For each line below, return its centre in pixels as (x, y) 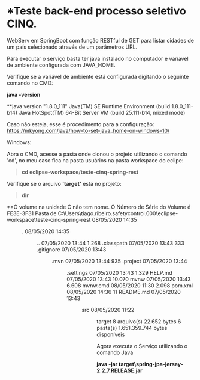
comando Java (115, 352)
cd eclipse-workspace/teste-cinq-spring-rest (80, 172)
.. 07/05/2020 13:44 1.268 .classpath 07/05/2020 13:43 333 (111, 243)
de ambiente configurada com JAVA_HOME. (61, 65)
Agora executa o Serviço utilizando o (142, 346)
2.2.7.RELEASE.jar (120, 370)
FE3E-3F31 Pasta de (32, 213)
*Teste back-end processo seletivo (96, 11)
